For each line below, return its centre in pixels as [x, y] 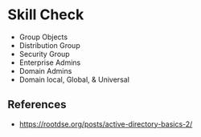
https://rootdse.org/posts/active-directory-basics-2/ [106, 124]
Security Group [44, 54]
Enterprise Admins [50, 62]
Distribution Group [50, 45]
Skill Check [46, 15]
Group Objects [43, 37]
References [37, 105]
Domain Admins [45, 71]
